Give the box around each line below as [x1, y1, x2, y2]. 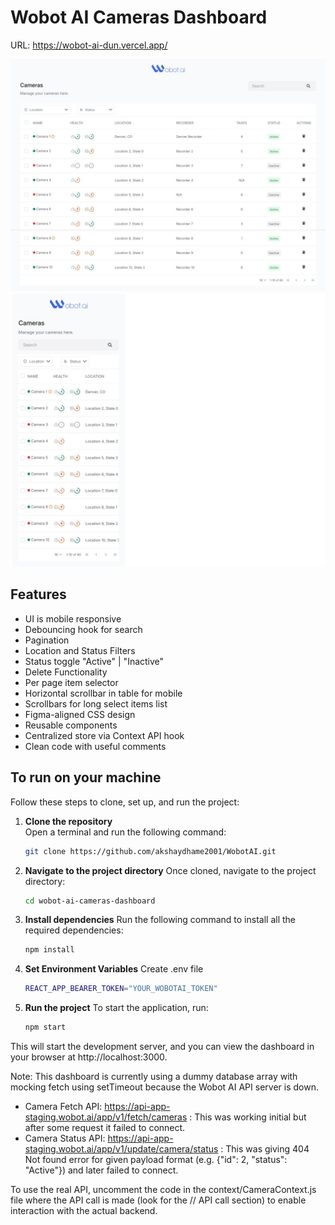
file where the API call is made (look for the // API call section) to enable [10, 1194, 307, 1206]
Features [10, 586, 67, 603]
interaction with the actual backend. [10, 1205, 158, 1217]
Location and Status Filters [24, 644, 136, 656]
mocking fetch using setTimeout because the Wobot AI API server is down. [10, 1081, 319, 1093]
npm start [24, 1022, 67, 1033]
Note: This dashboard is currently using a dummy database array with [10, 1071, 298, 1083]
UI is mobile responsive [24, 612, 122, 625]
